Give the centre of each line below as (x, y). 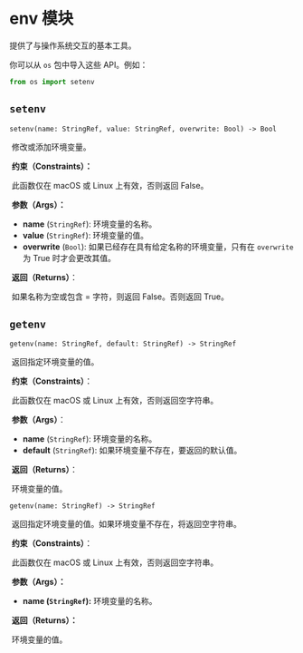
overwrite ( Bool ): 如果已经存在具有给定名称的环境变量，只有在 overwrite (158, 247)
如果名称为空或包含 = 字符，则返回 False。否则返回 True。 (120, 297)
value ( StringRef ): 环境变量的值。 (85, 235)
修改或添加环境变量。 (51, 147)
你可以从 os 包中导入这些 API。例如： (79, 64)
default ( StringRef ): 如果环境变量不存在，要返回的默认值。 (132, 451)
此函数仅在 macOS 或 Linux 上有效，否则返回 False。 (110, 185)
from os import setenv (52, 82)
